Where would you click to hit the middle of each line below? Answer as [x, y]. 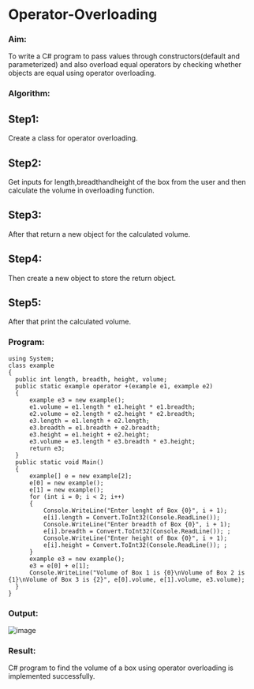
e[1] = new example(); [66, 490]
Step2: [25, 163]
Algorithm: [29, 94]
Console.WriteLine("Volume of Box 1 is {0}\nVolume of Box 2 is [137, 573]
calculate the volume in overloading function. [82, 190]
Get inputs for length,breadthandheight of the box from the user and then [127, 182]
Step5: [25, 303]
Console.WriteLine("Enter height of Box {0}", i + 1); [135, 538]
